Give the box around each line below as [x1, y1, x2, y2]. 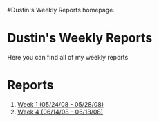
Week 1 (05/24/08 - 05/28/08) [17, 100, 104, 108]
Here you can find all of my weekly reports [7, 53, 129, 61]
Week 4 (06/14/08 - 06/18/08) [17, 107, 104, 116]
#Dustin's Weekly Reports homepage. [7, 6, 115, 14]
